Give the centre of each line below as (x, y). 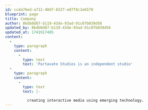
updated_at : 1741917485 (30, 32)
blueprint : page (22, 14)
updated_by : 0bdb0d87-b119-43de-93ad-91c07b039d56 (58, 28)
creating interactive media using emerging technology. (85, 100)
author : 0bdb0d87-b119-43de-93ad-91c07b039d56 (54, 23)
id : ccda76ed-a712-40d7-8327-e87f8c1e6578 (49, 10)
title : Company (21, 19)
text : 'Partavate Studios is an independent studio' (78, 64)
